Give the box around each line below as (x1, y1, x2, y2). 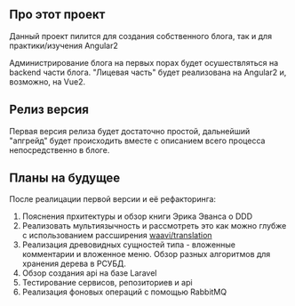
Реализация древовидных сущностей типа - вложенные (21, 239, 235, 250)
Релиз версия (9, 102, 89, 117)
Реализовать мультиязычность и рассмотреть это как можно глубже (21, 221, 287, 231)
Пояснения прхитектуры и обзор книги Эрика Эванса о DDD (21, 211, 253, 221)
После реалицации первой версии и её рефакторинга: (9, 194, 216, 205)
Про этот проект (9, 7, 106, 22)
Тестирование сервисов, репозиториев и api (21, 278, 193, 288)
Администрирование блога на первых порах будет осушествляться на (9, 57, 279, 68)
